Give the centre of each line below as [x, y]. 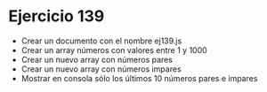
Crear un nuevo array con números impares [101, 69]
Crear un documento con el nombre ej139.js [101, 41]
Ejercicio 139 [57, 16]
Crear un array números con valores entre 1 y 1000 [114, 50]
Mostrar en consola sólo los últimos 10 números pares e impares [139, 78]
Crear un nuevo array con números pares [97, 59]
